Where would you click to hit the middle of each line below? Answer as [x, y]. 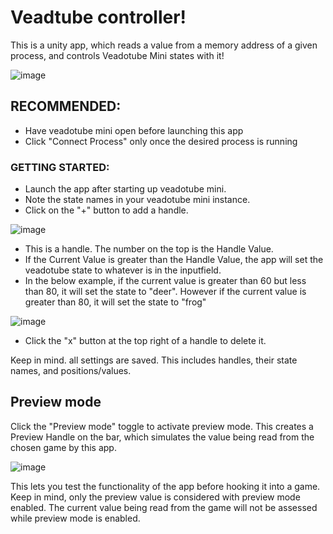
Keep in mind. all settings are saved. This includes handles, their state [154, 360]
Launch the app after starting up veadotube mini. [125, 189]
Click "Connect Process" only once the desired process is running [161, 141]
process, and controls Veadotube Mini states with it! [117, 55]
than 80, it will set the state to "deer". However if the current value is [165, 292]
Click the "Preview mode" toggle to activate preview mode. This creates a [162, 426]
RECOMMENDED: [66, 106]
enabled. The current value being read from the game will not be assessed [164, 507]
